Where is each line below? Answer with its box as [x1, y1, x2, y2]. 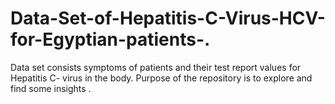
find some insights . [10, 82, 92, 94]
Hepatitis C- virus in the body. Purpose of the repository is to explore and [10, 72, 313, 84]
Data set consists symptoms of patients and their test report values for [10, 61, 302, 73]
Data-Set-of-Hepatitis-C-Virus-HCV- [10, 7, 326, 30]
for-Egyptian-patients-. [10, 28, 211, 51]
